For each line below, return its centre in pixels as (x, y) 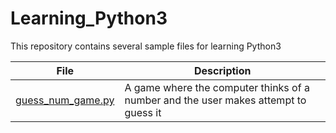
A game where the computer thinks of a (217, 87)
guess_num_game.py (65, 100)
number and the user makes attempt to (215, 100)
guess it (143, 112)
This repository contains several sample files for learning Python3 (146, 46)
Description (223, 70)
